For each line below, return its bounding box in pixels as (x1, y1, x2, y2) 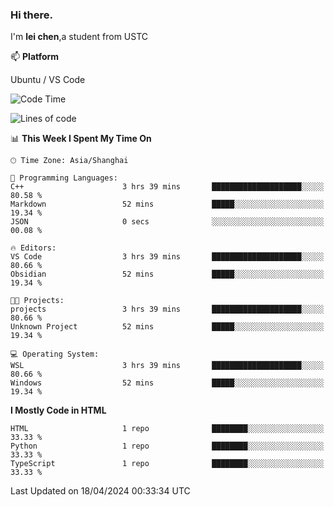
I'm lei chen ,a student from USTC (10, 31, 149, 43)
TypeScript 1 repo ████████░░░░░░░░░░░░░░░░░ (10, 459, 325, 469)
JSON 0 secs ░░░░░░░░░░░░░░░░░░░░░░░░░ (10, 217, 325, 227)
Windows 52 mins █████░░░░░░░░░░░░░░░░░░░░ (10, 378, 325, 388)
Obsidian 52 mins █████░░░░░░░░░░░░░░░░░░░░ (10, 269, 325, 280)
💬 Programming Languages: (10, 173, 118, 183)
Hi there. (10, 8, 53, 22)
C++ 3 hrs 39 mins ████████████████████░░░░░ (10, 182, 325, 192)
